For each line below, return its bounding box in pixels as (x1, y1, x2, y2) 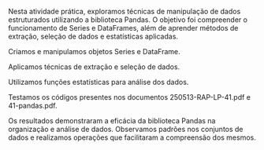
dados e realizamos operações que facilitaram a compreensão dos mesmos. (8, 133, 256, 142)
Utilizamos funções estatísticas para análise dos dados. (8, 78, 189, 86)
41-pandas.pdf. (8, 101, 58, 110)
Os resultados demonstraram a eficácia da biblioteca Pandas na (8, 116, 216, 125)
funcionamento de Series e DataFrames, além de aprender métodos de (8, 24, 239, 32)
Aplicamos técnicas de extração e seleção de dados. (8, 62, 180, 71)
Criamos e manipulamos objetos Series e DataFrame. (8, 47, 180, 56)
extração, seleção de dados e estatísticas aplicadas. (8, 31, 179, 41)
